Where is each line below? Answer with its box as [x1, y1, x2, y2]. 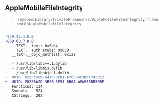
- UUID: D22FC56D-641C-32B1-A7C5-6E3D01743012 [5, 75, 105, 80]
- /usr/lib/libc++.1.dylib [11, 61, 67, 66]
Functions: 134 [11, 84, 43, 89]
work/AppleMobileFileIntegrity [17, 21, 81, 26]
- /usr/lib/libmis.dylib [11, 66, 63, 71]
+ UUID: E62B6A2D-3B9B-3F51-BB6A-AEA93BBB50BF [5, 79, 105, 84]
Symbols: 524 [11, 88, 43, 94]
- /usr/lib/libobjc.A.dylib [11, 70, 69, 75]
